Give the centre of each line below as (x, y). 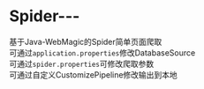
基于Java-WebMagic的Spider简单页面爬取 (86, 41)
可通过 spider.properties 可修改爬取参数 (82, 63)
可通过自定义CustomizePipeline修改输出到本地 (94, 74)
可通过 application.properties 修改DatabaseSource (102, 52)
